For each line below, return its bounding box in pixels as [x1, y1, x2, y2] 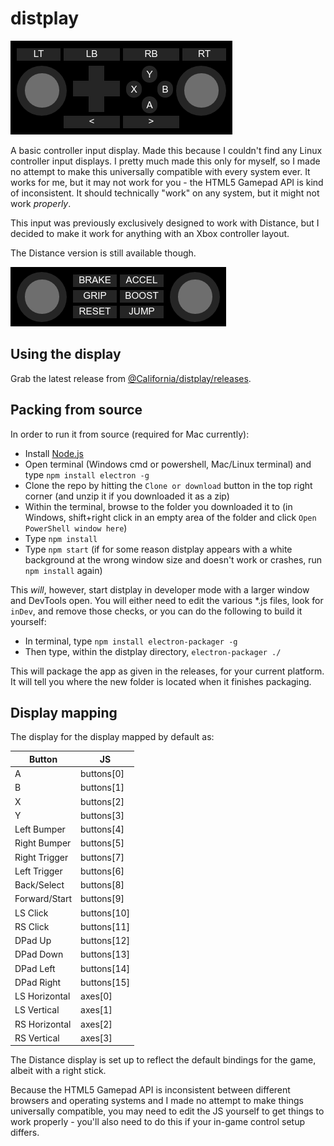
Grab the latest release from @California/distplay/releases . [10, 372, 252, 384]
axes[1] [80, 1004, 113, 1016]
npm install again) [24, 564, 103, 576]
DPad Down [14, 948, 64, 961]
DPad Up [14, 935, 52, 947]
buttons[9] [80, 893, 125, 905]
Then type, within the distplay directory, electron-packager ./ [24, 645, 282, 657]
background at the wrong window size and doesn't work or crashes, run [24, 553, 323, 566]
